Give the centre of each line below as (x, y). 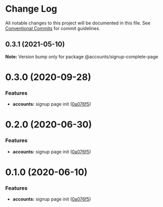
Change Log (31, 9)
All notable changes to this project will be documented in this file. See (78, 23)
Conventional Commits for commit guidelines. (53, 28)
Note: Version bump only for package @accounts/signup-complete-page (82, 56)
